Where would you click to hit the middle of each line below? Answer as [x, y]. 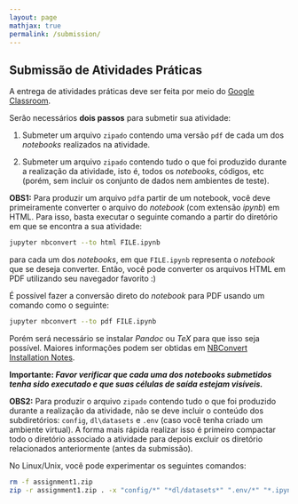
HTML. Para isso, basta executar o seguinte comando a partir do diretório [143, 217]
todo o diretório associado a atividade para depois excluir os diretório [136, 439]
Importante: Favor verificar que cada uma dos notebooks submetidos [141, 374]
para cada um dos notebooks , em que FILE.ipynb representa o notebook [142, 260]
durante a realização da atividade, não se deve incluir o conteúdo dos [137, 411]
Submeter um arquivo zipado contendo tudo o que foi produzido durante [154, 162]
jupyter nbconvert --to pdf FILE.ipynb [83, 322]
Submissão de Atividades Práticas [106, 70]
